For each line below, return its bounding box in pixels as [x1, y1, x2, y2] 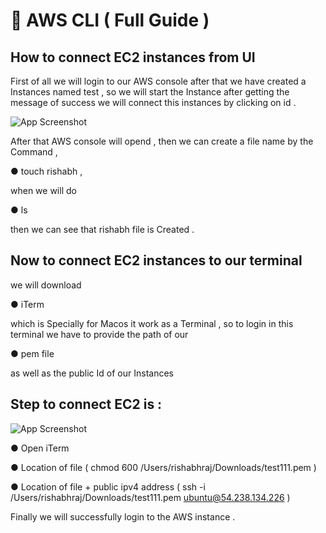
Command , [10, 146, 58, 158]
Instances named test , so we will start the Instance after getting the [10, 86, 290, 98]
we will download [10, 279, 82, 291]
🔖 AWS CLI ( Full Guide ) [10, 9, 210, 32]
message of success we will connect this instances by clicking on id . [10, 97, 297, 108]
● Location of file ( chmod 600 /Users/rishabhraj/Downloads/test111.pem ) [10, 461, 317, 473]
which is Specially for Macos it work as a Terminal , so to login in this [10, 317, 294, 329]
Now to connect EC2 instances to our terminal [10, 252, 303, 269]
